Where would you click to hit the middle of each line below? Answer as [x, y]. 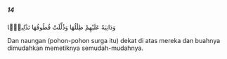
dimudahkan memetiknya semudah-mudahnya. [76, 48]
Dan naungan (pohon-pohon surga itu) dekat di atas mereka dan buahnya [114, 40]
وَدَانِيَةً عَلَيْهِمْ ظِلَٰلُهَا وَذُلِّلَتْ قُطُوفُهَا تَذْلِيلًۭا [61, 27]
